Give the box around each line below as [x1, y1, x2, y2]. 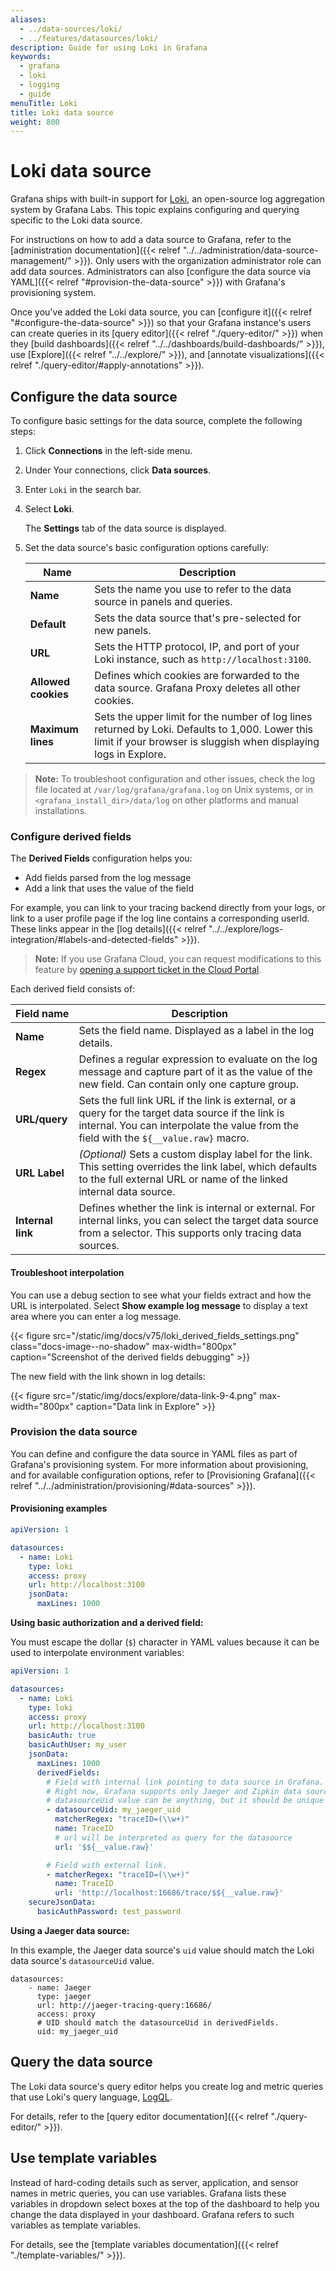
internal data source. [78, 1185, 176, 1199]
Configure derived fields [10, 829, 132, 843]
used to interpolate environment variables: [10, 1647, 185, 1658]
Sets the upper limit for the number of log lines [94, 710, 313, 723]
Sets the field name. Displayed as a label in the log [78, 1024, 315, 1038]
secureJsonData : [28, 1897, 97, 1908]
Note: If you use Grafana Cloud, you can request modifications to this [34, 953, 322, 965]
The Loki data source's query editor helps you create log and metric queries [10, 2080, 324, 2092]
